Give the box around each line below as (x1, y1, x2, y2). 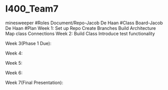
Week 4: (5, 50, 23, 56)
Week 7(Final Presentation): (5, 79, 64, 85)
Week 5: (5, 60, 23, 66)
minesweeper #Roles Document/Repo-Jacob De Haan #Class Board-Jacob (5, 20, 163, 26)
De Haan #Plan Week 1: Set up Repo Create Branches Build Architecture (5, 25, 156, 31)
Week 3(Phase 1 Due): (5, 40, 52, 46)
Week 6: (5, 69, 23, 76)
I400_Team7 (5, 3, 59, 15)
